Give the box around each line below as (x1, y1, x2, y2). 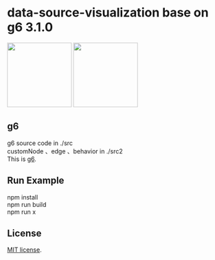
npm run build (7, 200, 47, 208)
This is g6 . (7, 155, 36, 163)
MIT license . (7, 246, 43, 254)
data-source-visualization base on (7, 5, 209, 21)
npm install (7, 193, 38, 201)
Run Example (7, 175, 65, 186)
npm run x (7, 208, 36, 216)
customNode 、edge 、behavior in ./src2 (7, 147, 123, 155)
